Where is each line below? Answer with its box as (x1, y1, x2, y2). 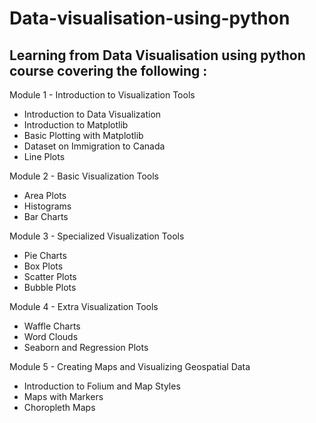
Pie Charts (23, 250, 67, 261)
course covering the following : (9, 62, 208, 79)
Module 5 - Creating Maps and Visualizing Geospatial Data (9, 361, 251, 372)
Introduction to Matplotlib (23, 119, 129, 131)
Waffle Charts (23, 320, 81, 332)
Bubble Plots (23, 282, 77, 293)
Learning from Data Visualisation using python (9, 47, 306, 64)
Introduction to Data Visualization (23, 108, 162, 120)
